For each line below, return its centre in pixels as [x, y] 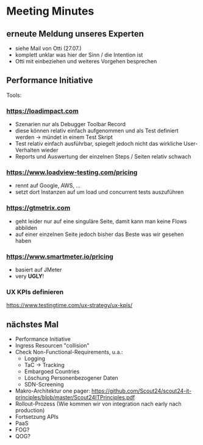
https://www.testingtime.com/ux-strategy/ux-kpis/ [69, 305]
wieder [49, 150]
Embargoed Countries [52, 372]
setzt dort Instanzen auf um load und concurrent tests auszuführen [99, 192]
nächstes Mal [33, 324]
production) [30, 410]
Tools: [14, 95]
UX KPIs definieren [35, 292]
